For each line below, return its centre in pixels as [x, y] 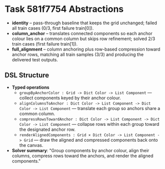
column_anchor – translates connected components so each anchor [82, 33]
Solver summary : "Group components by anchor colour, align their [81, 150]
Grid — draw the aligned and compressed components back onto [91, 140]
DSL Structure [27, 75]
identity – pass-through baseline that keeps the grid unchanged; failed [84, 23]
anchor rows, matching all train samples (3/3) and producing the [78, 54]
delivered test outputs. [35, 59]
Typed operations [31, 87]
